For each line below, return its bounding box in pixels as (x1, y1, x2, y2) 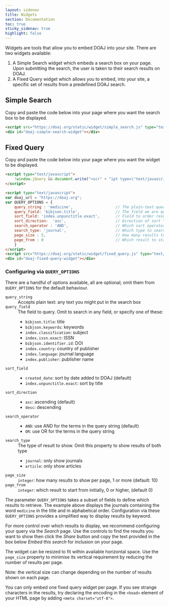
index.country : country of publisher (25, 346, 100, 352)
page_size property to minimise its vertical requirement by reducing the (5, 554, 152, 560)
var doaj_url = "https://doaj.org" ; (5, 195, 82, 200)
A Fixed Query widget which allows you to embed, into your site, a (12, 76, 150, 82)
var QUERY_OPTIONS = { (5, 200, 53, 205)
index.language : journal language (25, 351, 95, 357)
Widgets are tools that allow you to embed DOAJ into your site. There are (5, 45, 157, 51)
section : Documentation (5, 17, 55, 22)
